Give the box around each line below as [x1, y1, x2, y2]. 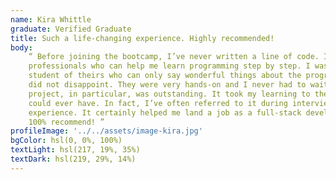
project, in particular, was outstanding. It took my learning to [28, 89, 311, 99]
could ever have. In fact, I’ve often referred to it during [28, 98, 288, 108]
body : [10, 42, 33, 53]
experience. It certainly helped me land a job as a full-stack [28, 107, 302, 118]
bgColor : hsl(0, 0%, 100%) [10, 136, 123, 146]
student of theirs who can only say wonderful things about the [28, 71, 302, 81]
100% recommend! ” [28, 117, 105, 127]
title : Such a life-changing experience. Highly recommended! [10, 33, 275, 43]
